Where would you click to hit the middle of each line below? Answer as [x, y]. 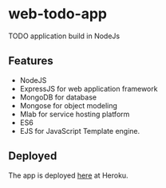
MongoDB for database [58, 97]
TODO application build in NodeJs [64, 36]
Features [31, 61]
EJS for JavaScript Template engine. [80, 131]
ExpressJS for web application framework [89, 88]
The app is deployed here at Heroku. [69, 175]
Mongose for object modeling [69, 105]
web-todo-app [58, 14]
